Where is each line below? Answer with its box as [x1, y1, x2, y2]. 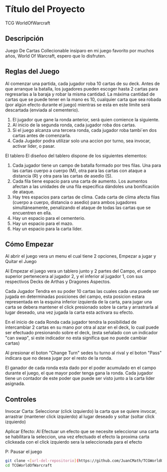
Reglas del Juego [5, 67, 60, 76]
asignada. [5, 380, 25, 386]
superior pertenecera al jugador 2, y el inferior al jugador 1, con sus [5, 274, 143, 280]
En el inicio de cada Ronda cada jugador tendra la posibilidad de [5, 319, 137, 325]
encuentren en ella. [12, 210, 52, 216]
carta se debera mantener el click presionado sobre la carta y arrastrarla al [5, 304, 159, 310]
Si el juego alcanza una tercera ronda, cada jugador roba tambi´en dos [12, 127, 157, 133]
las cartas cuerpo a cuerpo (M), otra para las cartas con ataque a [12, 168, 147, 174]
